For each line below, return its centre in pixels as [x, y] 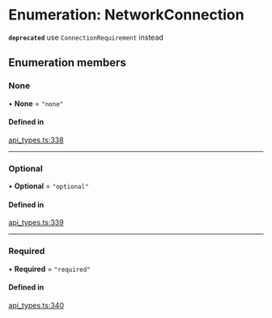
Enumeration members [68, 63]
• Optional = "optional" [49, 186]
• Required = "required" [49, 269]
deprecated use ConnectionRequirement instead [86, 37]
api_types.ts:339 [36, 223]
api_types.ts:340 [36, 305]
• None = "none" [36, 104]
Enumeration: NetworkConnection [126, 15]
